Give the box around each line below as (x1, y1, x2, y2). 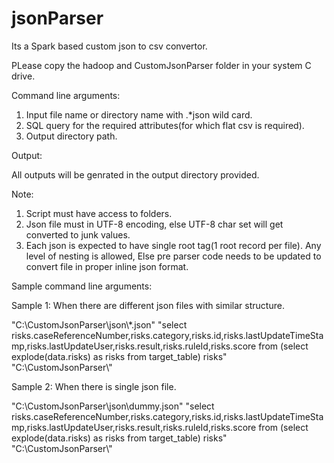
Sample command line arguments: (11, 280, 153, 292)
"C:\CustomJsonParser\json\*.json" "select (11, 318, 188, 331)
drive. (11, 70, 36, 82)
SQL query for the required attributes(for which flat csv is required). (25, 119, 305, 131)
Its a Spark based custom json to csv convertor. (11, 40, 208, 52)
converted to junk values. (25, 228, 131, 241)
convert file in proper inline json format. (25, 260, 189, 272)
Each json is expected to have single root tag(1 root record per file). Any (25, 239, 322, 251)
